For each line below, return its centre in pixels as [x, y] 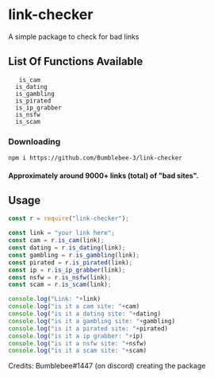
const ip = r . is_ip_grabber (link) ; [67, 270]
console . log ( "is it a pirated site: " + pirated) [88, 328]
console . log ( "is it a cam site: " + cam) [74, 307]
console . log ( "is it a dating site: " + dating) [84, 314]
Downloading [34, 141]
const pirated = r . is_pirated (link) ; [71, 262]
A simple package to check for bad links [74, 37]
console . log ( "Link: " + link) [55, 299]
